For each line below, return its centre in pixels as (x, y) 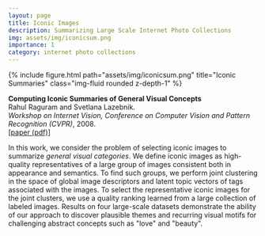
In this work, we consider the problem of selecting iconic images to (117, 148)
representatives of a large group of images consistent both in (132, 164)
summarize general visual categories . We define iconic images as (115, 156)
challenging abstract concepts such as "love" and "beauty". (106, 223)
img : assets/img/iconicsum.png (60, 38)
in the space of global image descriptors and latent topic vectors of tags (126, 181)
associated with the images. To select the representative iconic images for (129, 190)
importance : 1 (32, 45)
